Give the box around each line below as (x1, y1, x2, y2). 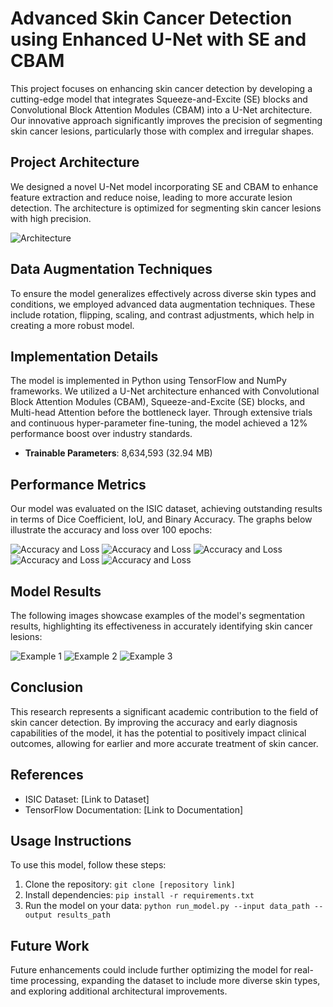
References (10, 767, 84, 784)
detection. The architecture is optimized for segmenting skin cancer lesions (10, 202, 322, 214)
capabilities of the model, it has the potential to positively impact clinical (10, 727, 307, 739)
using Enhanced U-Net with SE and (10, 28, 307, 51)
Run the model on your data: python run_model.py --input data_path (24, 900, 310, 912)
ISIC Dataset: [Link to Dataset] (24, 793, 150, 805)
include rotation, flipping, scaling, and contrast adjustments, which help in (10, 308, 315, 321)
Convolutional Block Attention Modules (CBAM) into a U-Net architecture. (10, 103, 313, 116)
